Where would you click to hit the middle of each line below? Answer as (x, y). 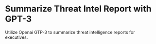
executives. (17, 37)
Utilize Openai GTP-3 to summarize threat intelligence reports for (70, 32)
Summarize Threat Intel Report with (78, 9)
